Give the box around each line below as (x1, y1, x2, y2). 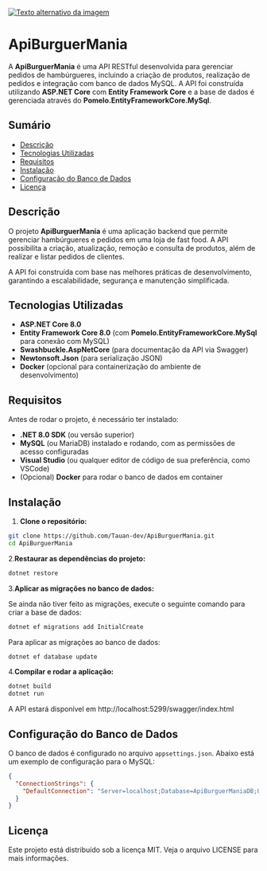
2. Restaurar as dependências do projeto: (8, 553, 145, 563)
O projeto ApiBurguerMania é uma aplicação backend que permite (8, 226, 228, 236)
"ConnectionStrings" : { (15, 779, 94, 787)
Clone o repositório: (19, 517, 87, 525)
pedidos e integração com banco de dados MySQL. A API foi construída (8, 78, 244, 88)
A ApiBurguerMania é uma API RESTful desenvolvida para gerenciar (8, 61, 234, 71)
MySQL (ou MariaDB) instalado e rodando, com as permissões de (19, 439, 236, 448)
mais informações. (8, 853, 69, 863)
